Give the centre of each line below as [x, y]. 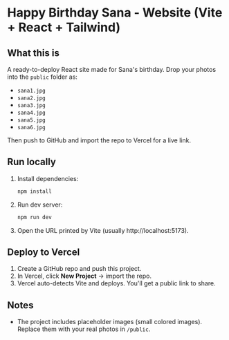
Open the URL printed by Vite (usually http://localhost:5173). [103, 230]
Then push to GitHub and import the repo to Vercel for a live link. [99, 140]
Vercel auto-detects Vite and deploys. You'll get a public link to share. [116, 283]
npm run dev [34, 217]
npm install [34, 191]
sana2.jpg [31, 98]
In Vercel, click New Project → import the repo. [84, 276]
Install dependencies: [48, 178]
